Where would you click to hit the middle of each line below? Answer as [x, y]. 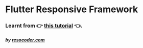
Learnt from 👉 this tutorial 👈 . [44, 26]
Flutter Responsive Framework [72, 9]
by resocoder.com [25, 40]
